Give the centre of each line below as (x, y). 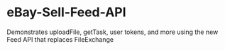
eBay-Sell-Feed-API (66, 12)
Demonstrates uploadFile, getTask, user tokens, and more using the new (112, 32)
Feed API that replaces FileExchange (60, 39)
